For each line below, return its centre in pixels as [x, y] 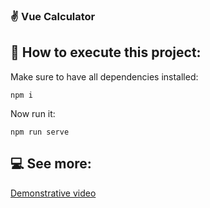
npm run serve [40, 132]
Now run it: [33, 113]
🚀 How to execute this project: [106, 52]
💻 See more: [51, 164]
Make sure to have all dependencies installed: [104, 76]
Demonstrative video [53, 193]
